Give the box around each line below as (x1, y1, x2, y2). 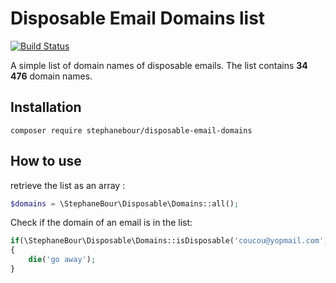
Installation (10, 99, 82, 116)
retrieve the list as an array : (10, 179, 126, 191)
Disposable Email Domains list (10, 7, 266, 30)
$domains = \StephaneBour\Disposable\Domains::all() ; (10, 198, 240, 209)
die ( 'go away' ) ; (28, 255, 97, 265)
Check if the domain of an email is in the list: (10, 217, 193, 229)
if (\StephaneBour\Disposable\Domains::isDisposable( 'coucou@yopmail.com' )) (10, 236, 333, 246)
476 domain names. (10, 70, 93, 82)
